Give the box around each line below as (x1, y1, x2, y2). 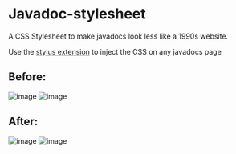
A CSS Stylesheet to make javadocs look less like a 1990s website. (8, 31, 229, 41)
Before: (8, 70, 47, 84)
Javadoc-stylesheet (8, 5, 146, 23)
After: (8, 115, 39, 128)
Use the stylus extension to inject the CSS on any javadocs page (8, 47, 222, 56)
